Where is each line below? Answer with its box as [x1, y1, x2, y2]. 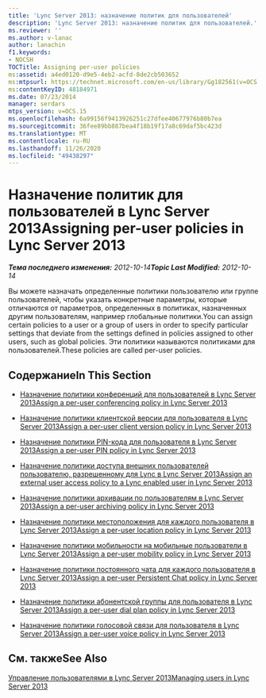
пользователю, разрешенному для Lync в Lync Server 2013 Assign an [19, 470, 253, 478]
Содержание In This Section [8, 368, 152, 382]
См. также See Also [8, 652, 107, 665]
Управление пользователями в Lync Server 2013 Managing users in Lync [8, 673, 250, 682]
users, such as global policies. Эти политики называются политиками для [8, 337, 256, 347]
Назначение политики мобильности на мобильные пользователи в [19, 541, 248, 550]
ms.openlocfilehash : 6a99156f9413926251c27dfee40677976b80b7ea [8, 115, 222, 123]
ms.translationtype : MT [8, 129, 87, 137]
